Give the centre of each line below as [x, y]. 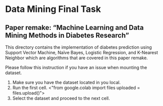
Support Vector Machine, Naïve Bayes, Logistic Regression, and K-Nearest [81, 53]
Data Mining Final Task [53, 9]
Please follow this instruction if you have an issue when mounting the [76, 67]
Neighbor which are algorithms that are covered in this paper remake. [77, 58]
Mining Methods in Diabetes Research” [67, 35]
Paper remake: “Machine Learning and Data [75, 28]
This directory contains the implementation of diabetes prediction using [79, 47]
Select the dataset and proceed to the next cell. [61, 98]
